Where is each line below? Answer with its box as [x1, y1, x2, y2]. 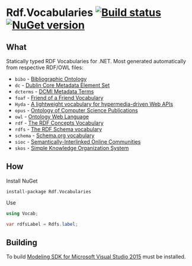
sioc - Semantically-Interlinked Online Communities [14, 138, 141, 145]
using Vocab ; [6, 210, 39, 216]
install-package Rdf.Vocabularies [6, 189, 92, 194]
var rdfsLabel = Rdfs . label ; [6, 221, 78, 227]
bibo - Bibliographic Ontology [14, 76, 87, 82]
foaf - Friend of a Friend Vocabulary [14, 95, 104, 101]
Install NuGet [6, 177, 38, 184]
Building [6, 237, 37, 248]
